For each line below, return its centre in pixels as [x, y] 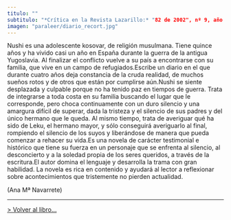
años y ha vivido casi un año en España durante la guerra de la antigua [107, 53]
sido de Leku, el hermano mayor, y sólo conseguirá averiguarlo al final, [107, 126]
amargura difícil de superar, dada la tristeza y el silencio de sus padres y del [115, 111]
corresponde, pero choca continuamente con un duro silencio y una [103, 104]
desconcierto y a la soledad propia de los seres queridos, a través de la [108, 155]
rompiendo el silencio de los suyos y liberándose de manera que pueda [108, 133]
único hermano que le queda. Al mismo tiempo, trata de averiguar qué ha [111, 119]
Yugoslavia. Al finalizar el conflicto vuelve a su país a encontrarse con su [110, 60]
